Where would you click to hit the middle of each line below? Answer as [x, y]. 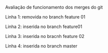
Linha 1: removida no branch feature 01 [45, 17]
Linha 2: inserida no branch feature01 [44, 26]
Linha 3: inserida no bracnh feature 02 [45, 36]
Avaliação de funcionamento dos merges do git [54, 7]
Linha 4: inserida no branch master [41, 46]
